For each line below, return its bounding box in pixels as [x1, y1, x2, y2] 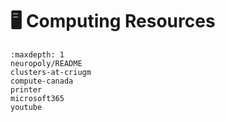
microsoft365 [10, 93, 65, 103]
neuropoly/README [10, 58, 83, 68]
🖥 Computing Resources [10, 10, 216, 33]
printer [10, 84, 43, 95]
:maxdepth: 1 [10, 49, 65, 60]
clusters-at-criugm [10, 67, 92, 77]
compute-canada [10, 76, 74, 86]
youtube [10, 102, 43, 112]
